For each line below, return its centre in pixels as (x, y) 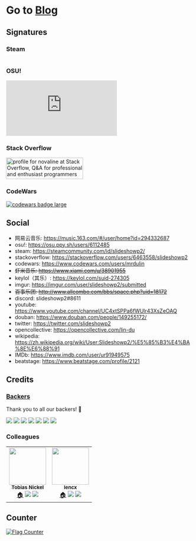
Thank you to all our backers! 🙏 (44, 409)
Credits (20, 379)
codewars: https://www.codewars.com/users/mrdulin (79, 263)
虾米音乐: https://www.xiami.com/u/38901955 (70, 270)
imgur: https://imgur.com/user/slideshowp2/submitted (80, 284)
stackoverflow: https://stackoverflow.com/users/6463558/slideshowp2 (101, 257)
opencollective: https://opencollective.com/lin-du (75, 329)
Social (18, 223)
